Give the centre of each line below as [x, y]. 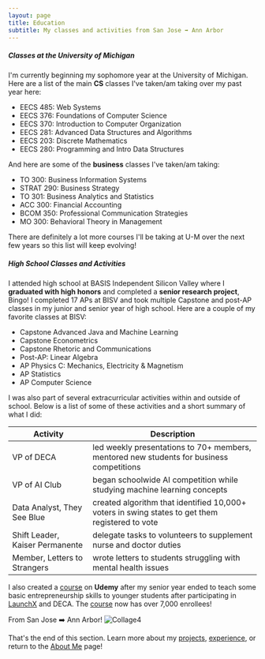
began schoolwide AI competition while [165, 480]
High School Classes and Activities [67, 263]
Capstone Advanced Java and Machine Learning [99, 332]
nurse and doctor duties [137, 545]
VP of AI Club [37, 485]
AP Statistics [40, 374]
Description [173, 434]
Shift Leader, [36, 535]
